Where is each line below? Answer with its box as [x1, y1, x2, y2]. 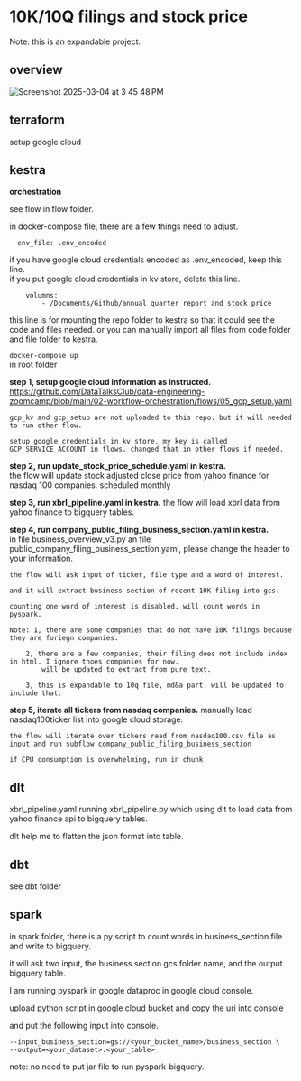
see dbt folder [9, 881, 61, 892]
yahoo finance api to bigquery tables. [9, 813, 149, 824]
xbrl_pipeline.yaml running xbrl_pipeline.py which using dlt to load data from [9, 804, 293, 815]
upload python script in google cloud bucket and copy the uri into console [9, 1003, 284, 1013]
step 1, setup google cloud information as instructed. [9, 377, 212, 388]
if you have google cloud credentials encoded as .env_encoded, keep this [9, 254, 282, 265]
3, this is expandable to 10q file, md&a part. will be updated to [25, 681, 284, 691]
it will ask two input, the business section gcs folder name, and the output [9, 957, 283, 968]
